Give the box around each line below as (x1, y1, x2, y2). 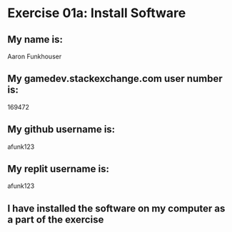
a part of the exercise (7, 213, 104, 226)
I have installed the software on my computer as (7, 202, 226, 214)
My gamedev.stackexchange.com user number (7, 73, 223, 85)
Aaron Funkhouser (7, 52, 62, 60)
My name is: (7, 33, 63, 46)
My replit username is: (7, 163, 109, 175)
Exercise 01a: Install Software (7, 5, 186, 21)
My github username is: (7, 123, 116, 136)
